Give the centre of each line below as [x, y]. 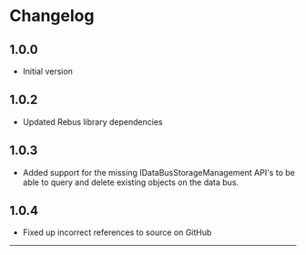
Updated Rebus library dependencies [92, 122]
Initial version [47, 71]
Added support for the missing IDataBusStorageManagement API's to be [159, 172]
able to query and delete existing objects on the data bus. [131, 182]
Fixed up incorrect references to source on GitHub [117, 232]
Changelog [52, 16]
